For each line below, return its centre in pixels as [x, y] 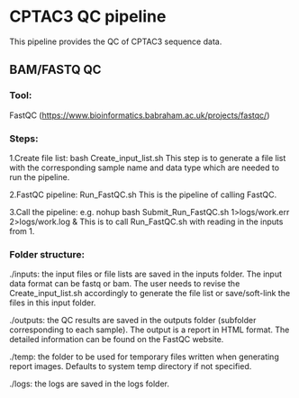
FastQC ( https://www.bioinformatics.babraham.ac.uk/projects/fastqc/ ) [140, 115]
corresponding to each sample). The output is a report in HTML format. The [149, 330]
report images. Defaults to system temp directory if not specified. [131, 366]
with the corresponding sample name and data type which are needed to [145, 167]
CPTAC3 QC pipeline [88, 17]
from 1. [22, 231]
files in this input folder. [53, 303]
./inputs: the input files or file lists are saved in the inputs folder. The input [145, 274]
